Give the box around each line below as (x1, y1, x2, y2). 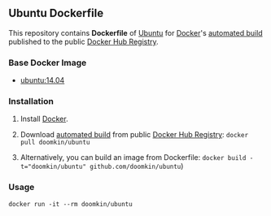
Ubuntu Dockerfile (8, 6, 104, 20)
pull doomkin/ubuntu (20, 138, 90, 147)
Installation (8, 96, 55, 107)
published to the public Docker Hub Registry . (8, 37, 159, 46)
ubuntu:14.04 (20, 76, 65, 85)
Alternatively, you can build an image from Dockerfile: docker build (20, 153, 247, 162)
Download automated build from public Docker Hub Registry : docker (20, 130, 249, 140)
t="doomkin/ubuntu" (20, 162, 87, 171)
